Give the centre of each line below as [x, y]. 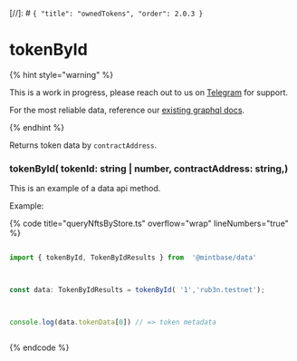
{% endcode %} [39, 347]
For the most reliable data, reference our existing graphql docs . [127, 110]
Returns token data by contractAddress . [83, 145]
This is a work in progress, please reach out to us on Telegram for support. [148, 92]
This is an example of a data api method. [85, 189]
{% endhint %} [37, 127]
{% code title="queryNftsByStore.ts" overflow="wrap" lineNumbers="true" [149, 224]
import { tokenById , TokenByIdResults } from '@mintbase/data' [133, 258]
